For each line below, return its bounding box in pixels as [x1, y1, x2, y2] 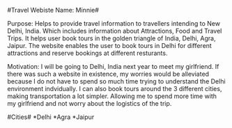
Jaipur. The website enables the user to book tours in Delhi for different [7, 42, 212, 49]
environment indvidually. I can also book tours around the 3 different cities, [7, 85, 222, 93]
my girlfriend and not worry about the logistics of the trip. [7, 99, 172, 107]
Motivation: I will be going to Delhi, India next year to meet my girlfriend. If [7, 63, 219, 70]
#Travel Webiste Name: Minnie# [7, 6, 100, 14]
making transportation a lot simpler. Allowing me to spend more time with [7, 92, 217, 100]
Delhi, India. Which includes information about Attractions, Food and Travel [7, 27, 222, 35]
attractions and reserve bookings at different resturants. [7, 49, 168, 57]
